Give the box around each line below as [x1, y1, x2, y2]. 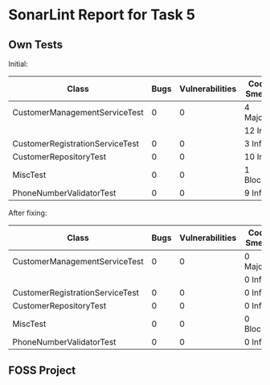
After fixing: [8, 208, 47, 217]
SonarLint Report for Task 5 [8, 6, 195, 24]
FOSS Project [8, 364, 76, 378]
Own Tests [8, 38, 63, 52]
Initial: [8, 59, 28, 68]
